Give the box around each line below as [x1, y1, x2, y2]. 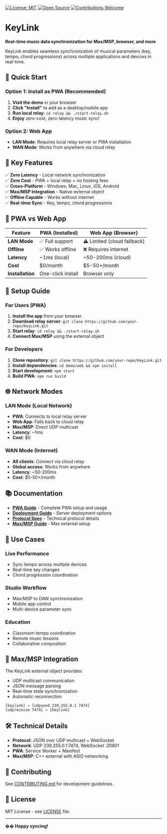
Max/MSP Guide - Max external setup [12, 521, 91, 527]
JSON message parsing [12, 683, 61, 689]
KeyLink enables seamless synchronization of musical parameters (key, [5, 48, 152, 54]
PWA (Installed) [39, 229, 78, 236]
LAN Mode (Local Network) [5, 402, 72, 409]
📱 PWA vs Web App [5, 214, 67, 223]
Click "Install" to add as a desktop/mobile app [12, 104, 108, 110]
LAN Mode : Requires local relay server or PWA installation [12, 139, 132, 145]
